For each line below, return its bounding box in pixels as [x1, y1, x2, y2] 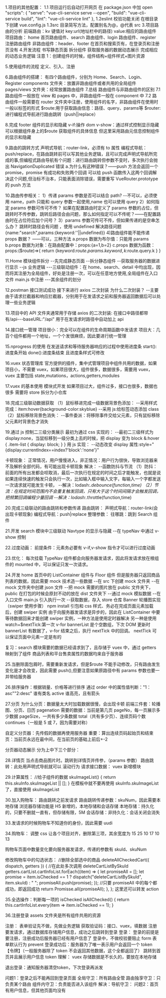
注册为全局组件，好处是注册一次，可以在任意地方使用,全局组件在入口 [18, 270, 158, 276]
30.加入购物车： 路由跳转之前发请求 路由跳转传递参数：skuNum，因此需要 [5, 797, 157, 803]
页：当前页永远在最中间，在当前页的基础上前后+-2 [5, 736, 108, 742]
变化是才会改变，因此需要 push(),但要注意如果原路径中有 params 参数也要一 [5, 668, 160, 673]
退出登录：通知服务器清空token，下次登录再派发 [5, 964, 103, 970]
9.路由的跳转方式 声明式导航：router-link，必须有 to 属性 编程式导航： [5, 145, 147, 150]
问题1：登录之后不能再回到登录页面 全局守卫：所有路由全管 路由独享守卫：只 [5, 975, 161, 981]
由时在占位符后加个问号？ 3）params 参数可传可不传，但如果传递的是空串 [5, 217, 156, 223]
